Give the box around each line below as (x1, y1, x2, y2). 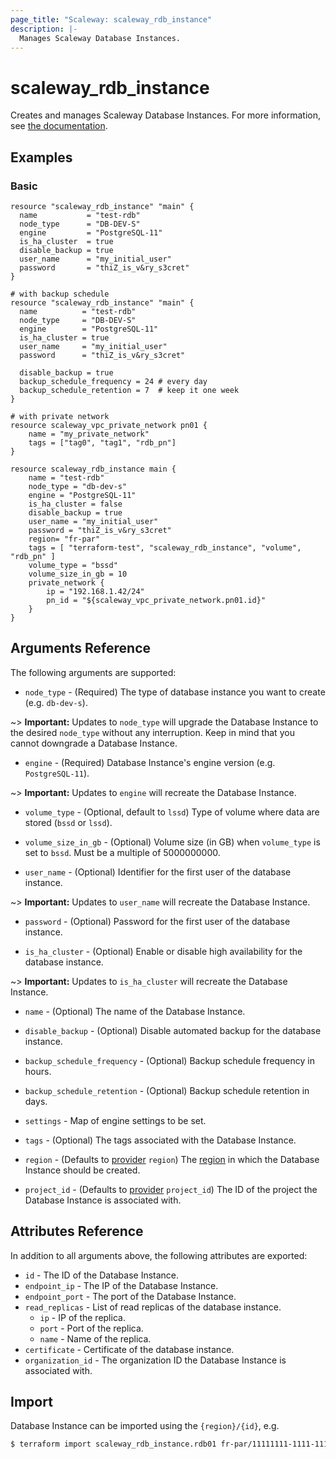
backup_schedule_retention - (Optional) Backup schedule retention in (24, 1084, 310, 1096)
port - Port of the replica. (39, 1322, 144, 1334)
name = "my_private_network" (28, 429, 150, 439)
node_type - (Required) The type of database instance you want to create (24, 686, 326, 698)
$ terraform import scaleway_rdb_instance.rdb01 (10, 1439, 217, 1450)
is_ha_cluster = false (28, 499, 123, 509)
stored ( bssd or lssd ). (24, 816, 113, 828)
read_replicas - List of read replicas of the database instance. (24, 1301, 282, 1313)
